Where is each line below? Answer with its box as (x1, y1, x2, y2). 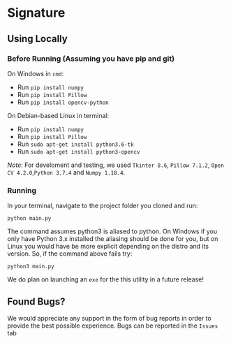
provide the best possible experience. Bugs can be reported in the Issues (7, 321, 218, 330)
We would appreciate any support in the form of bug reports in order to (7, 314, 211, 322)
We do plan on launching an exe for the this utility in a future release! (7, 275, 204, 284)
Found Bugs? (7, 295, 66, 307)
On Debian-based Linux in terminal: (7, 111, 110, 119)
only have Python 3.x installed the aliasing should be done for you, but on (7, 235, 218, 243)
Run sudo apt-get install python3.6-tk (17, 140, 134, 148)
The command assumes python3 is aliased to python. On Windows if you (7, 227, 218, 235)
